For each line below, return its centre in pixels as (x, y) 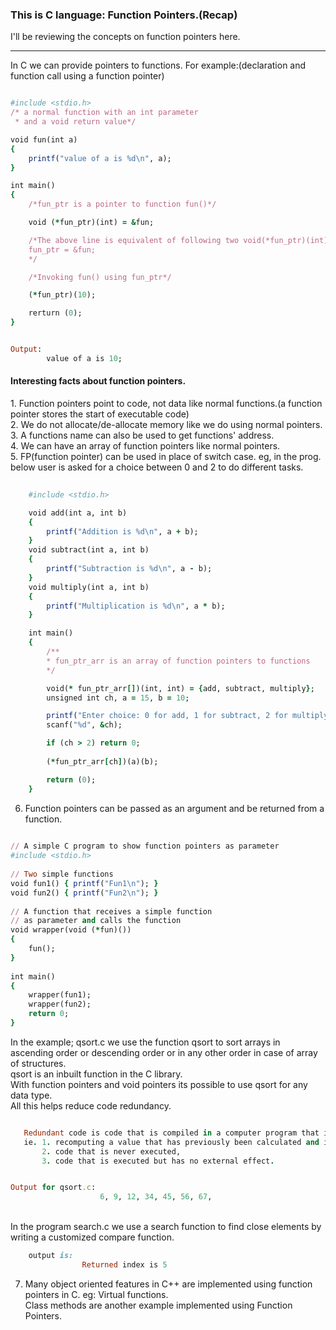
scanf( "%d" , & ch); (84, 725)
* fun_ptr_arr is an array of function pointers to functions (178, 661)
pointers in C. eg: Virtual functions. (96, 1294)
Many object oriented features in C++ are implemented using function (168, 1284)
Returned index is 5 (124, 1265)
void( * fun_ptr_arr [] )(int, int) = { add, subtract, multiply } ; (180, 688)
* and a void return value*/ (75, 122)
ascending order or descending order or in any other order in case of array (164, 1052)
